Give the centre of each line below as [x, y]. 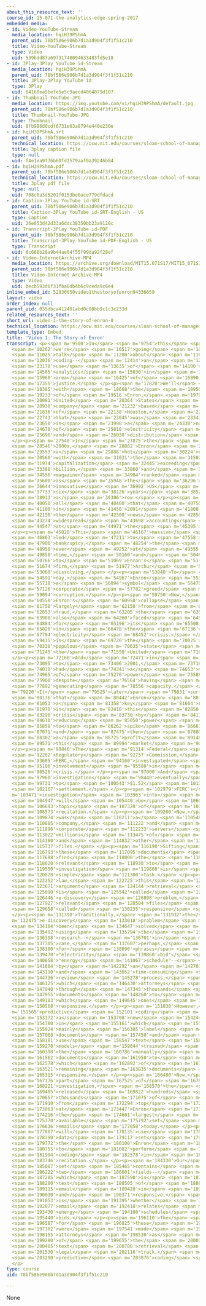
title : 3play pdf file [41, 184]
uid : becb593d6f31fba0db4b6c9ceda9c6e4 [63, 286]
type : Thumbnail [32, 120]
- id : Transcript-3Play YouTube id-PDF [57, 229]
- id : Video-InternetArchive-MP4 [49, 258]
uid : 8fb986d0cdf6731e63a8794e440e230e [63, 127]
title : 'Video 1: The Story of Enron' [56, 338]
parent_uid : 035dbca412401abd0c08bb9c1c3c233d [67, 309]
